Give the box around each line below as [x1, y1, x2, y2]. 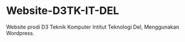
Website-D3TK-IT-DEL [6, 4, 120, 17]
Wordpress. [6, 29, 34, 36]
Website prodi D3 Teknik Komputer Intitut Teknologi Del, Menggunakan [6, 23, 180, 30]
